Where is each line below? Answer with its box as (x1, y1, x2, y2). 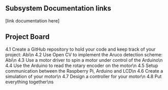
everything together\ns (5, 79, 54, 85)
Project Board (5, 33, 50, 41)
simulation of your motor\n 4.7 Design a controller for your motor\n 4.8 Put (5, 73, 162, 79)
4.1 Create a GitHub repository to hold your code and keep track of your (5, 46, 156, 52)
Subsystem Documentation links (5, 4, 111, 13)
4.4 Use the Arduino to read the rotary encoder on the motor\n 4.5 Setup (5, 62, 158, 69)
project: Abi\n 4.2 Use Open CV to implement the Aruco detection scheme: (5, 51, 162, 58)
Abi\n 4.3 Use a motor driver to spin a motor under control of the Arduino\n (5, 57, 163, 63)
